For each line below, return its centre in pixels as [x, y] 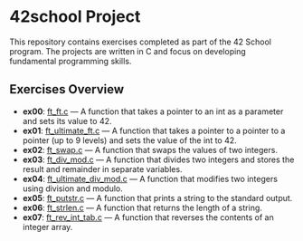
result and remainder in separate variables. [102, 169]
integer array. [47, 227]
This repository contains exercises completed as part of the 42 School [141, 42]
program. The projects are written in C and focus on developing [128, 51]
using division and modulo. [73, 188]
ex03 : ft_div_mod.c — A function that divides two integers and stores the [158, 159]
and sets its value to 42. [67, 120]
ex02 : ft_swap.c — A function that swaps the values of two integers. [150, 149]
